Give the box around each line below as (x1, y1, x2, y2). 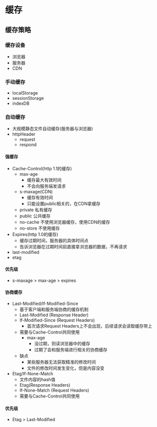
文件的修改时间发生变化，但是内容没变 (26, 365, 105, 371)
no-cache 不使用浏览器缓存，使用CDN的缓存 (19, 219, 110, 225)
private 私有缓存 (19, 207, 52, 213)
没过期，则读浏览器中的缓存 (34, 340, 91, 347)
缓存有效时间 (26, 194, 53, 200)
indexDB (12, 100, 29, 106)
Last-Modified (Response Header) (19, 312, 89, 318)
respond (19, 142, 37, 148)
